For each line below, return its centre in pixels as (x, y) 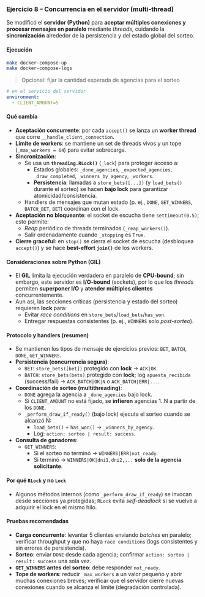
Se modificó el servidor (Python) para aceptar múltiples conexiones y (96, 23)
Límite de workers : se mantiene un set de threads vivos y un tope (98, 144)
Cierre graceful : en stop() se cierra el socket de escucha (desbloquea (104, 241)
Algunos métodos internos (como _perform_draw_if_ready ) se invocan (103, 494)
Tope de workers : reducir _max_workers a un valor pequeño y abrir (99, 574)
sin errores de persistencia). (51, 548)
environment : (23, 97)
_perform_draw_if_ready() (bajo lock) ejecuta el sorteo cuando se (107, 414)
